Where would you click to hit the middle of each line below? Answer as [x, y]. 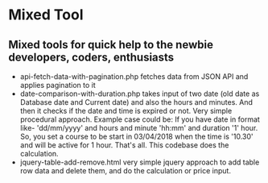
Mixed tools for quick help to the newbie [111, 45]
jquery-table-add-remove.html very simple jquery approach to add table [140, 162]
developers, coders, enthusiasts [91, 57]
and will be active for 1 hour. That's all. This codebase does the [124, 145]
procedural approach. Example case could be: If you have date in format [140, 119]
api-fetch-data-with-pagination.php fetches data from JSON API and [134, 77]
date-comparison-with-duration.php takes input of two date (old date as [140, 94]
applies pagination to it [58, 85]
